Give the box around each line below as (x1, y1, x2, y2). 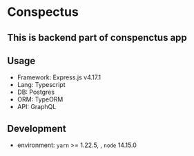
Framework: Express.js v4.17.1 (17, 73, 101, 81)
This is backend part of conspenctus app (7, 32, 188, 43)
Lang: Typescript (17, 81, 66, 89)
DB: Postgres (17, 88, 55, 97)
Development (7, 122, 67, 135)
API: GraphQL (17, 103, 57, 111)
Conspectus (7, 4, 79, 20)
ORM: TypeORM (17, 95, 64, 104)
